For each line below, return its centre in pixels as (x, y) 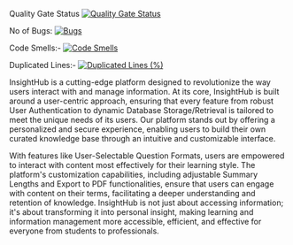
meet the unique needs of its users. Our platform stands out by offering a (143, 120)
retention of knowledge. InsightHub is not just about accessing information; (146, 203)
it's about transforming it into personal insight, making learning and (131, 212)
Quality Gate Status (44, 14)
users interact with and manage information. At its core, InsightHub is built (144, 92)
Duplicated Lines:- (43, 65)
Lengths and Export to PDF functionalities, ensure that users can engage (142, 184)
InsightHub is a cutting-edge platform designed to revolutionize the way (140, 82)
